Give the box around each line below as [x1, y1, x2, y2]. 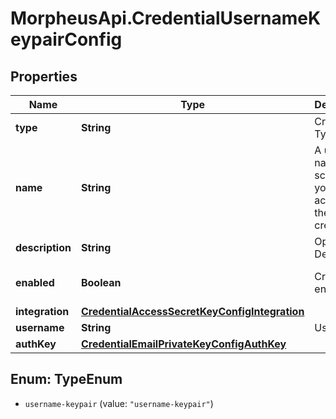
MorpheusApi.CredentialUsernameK [10, 7, 322, 30]
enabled [15, 276, 55, 289]
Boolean [80, 276, 122, 289]
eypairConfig [10, 28, 123, 51]
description [15, 241, 72, 254]
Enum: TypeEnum [10, 371, 123, 388]
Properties [10, 68, 78, 85]
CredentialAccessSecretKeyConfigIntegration [80, 305, 305, 318]
